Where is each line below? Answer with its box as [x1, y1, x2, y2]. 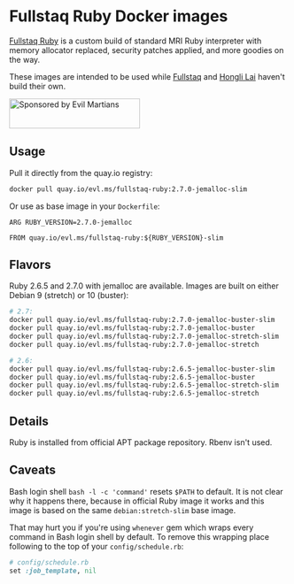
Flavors [9, 257, 51, 273]
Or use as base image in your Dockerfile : [9, 201, 160, 211]
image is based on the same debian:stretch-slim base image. [9, 504, 236, 515]
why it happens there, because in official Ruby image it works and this [9, 496, 265, 506]
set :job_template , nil [9, 566, 97, 575]
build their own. [9, 81, 66, 91]
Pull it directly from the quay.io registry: [9, 167, 153, 178]
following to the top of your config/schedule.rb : [9, 541, 184, 551]
